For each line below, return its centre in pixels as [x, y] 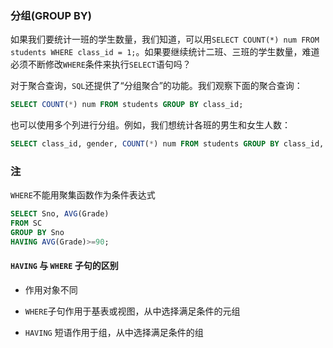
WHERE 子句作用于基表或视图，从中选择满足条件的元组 [132, 311]
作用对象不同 [51, 290]
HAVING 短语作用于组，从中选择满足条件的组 [114, 333]
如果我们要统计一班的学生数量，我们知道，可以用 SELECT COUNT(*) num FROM [165, 39]
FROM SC [26, 223]
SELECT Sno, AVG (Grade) [60, 214]
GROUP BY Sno [37, 233]
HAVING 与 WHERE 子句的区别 [64, 266]
